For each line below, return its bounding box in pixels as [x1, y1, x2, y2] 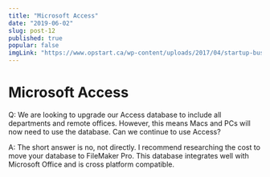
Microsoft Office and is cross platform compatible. [8, 159, 175, 169]
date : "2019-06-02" [8, 19, 74, 27]
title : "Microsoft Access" [8, 11, 99, 20]
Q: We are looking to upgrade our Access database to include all [8, 110, 222, 119]
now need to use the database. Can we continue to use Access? [8, 127, 221, 136]
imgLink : [8, 49, 38, 57]
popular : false [8, 42, 59, 50]
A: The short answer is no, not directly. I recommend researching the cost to [8, 142, 261, 152]
